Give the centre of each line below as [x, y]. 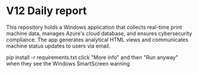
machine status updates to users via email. [58, 46]
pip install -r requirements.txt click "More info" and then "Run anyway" [92, 57]
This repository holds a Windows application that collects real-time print [94, 27]
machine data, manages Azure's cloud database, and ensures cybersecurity [99, 33]
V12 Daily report [47, 11]
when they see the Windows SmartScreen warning [68, 64]
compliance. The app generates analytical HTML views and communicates [97, 39]
